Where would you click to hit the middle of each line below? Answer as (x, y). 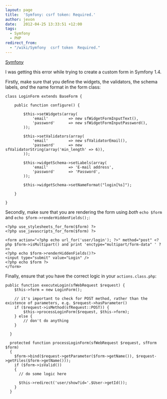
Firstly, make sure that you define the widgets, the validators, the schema (81, 82)
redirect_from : (21, 43)
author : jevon (20, 19)
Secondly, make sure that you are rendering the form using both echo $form (84, 212)
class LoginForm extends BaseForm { (44, 96)
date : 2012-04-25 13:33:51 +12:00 (44, 24)
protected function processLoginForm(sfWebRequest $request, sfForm (83, 343)
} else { (23, 316)
